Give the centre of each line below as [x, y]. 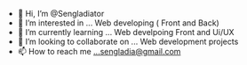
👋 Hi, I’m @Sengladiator [61, 14]
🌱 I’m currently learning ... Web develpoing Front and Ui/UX [126, 32]
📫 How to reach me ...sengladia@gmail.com [99, 51]
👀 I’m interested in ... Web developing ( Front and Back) [118, 23]
